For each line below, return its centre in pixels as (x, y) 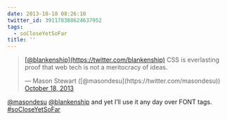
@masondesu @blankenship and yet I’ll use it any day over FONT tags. (110, 102)
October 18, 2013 (49, 88)
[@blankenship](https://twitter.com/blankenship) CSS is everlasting (122, 60)
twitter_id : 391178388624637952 (54, 20)
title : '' (22, 40)
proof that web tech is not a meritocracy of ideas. (96, 67)
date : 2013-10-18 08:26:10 (47, 14)
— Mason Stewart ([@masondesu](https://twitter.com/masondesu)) (122, 81)
